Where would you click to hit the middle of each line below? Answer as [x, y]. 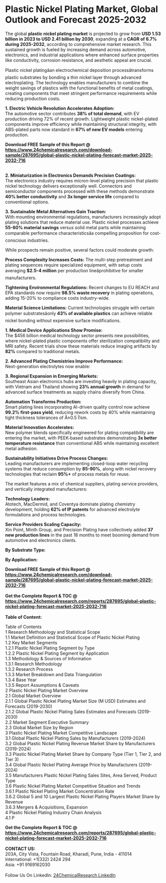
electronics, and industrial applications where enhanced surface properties [82, 55]
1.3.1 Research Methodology [34, 664]
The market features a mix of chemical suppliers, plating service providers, [82, 483]
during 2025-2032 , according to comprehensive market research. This [78, 44]
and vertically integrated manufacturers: [46, 489]
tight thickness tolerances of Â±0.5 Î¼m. [46, 418]
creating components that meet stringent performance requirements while [81, 93]
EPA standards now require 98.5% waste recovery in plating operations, [80, 293]
